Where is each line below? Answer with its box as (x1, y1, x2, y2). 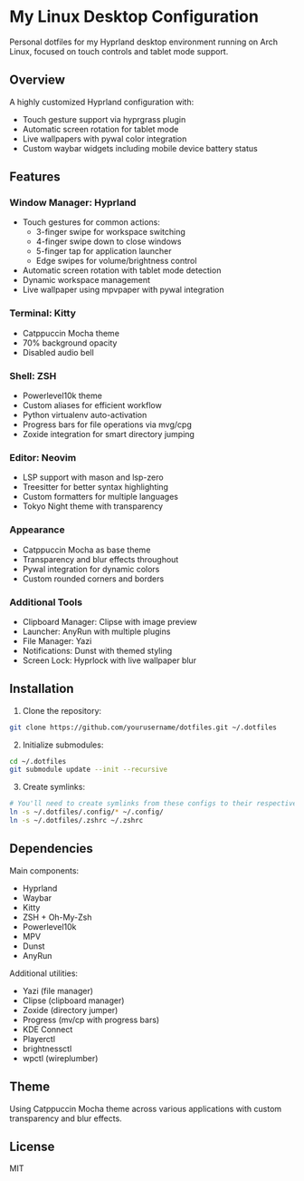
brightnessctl (22, 1043, 72, 1054)
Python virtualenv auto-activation (22, 410, 147, 421)
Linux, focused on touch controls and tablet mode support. (9, 45, 229, 56)
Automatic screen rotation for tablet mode (22, 123, 179, 134)
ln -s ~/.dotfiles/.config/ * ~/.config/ (9, 807, 165, 817)
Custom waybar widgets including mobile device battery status (22, 142, 258, 153)
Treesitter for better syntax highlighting (22, 482, 169, 493)
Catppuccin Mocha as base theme (22, 544, 151, 555)
